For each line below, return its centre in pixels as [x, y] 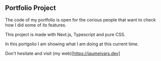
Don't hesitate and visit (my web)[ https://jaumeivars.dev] [63, 53]
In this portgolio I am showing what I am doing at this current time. [72, 44]
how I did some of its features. [36, 25]
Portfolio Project [31, 8]
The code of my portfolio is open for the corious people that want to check [80, 20]
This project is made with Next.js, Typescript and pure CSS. [65, 34]
